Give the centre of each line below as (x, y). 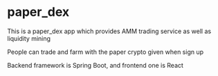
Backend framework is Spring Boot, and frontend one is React (95, 65)
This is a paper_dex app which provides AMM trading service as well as (109, 31)
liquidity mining (29, 38)
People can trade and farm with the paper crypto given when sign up (106, 52)
